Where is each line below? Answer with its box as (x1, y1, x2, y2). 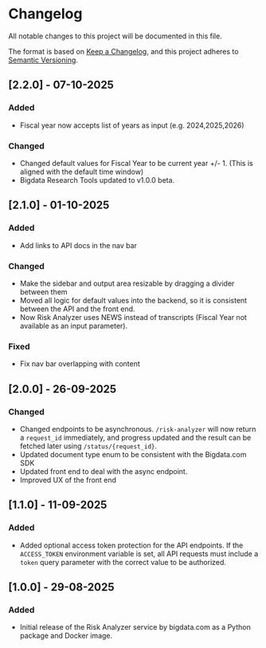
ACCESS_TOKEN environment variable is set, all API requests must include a (19, 548, 259, 559)
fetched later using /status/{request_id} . (19, 441, 158, 451)
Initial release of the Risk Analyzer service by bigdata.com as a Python (19, 622, 251, 632)
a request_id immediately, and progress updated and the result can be (19, 433, 252, 442)
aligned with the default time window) (19, 167, 144, 176)
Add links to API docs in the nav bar (19, 240, 138, 250)
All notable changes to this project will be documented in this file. (8, 31, 223, 41)
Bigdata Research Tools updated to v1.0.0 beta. (19, 175, 175, 184)
